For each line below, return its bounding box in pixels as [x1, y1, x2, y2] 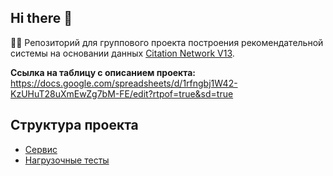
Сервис [24, 143, 58, 155]
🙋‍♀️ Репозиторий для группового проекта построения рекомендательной [10, 36, 324, 48]
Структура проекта [10, 117, 139, 134]
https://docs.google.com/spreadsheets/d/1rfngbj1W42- [10, 77, 238, 89]
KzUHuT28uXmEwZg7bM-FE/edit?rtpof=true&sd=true [10, 87, 234, 100]
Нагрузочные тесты [24, 154, 110, 166]
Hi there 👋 [10, 10, 73, 27]
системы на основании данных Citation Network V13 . [10, 47, 235, 59]
